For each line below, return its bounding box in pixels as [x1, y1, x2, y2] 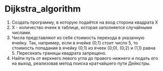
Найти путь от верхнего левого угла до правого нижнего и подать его [11, 55, 158, 61]
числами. [11, 29, 32, 35]
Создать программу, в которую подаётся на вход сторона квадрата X [11, 19, 158, 25]
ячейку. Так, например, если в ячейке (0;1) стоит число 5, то [11, 40, 138, 45]
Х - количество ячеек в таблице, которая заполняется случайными [11, 24, 152, 30]
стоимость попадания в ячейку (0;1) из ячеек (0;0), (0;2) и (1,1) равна [11, 45, 156, 51]
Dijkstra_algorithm [4, 3, 81, 14]
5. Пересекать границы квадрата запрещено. [11, 50, 107, 56]
